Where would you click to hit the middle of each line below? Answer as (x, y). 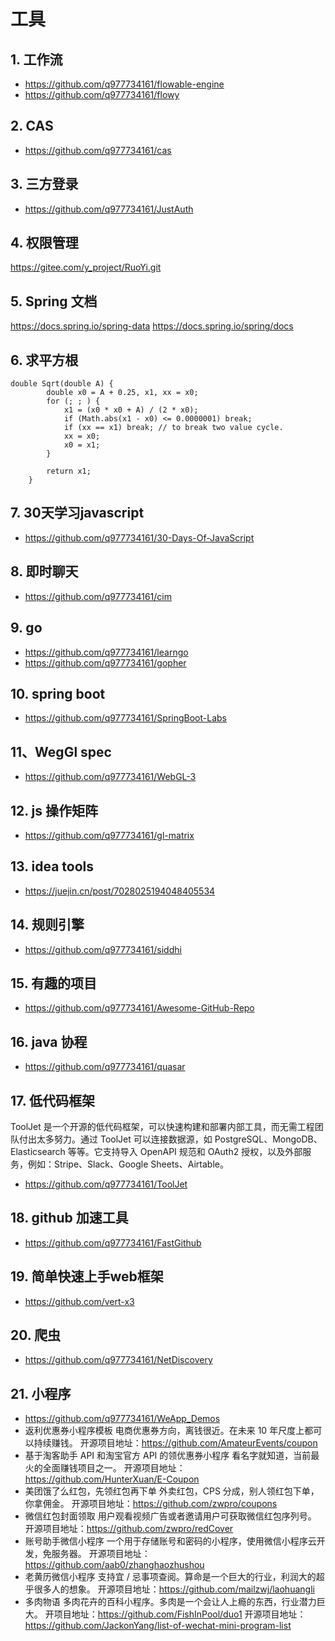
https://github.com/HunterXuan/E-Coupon (112, 1479)
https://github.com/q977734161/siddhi (103, 949)
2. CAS (32, 126)
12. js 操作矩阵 (54, 810)
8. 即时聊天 (44, 571)
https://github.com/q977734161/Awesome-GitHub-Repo (139, 1008)
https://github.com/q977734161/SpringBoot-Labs (125, 718)
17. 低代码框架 (52, 1100)
